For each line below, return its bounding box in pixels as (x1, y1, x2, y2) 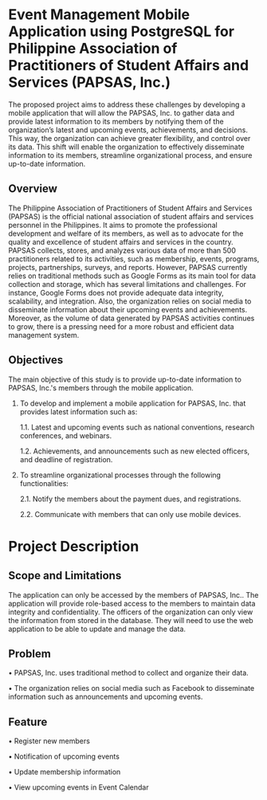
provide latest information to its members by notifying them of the (8, 116, 225, 126)
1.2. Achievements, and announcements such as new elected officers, (19, 446, 250, 456)
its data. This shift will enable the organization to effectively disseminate (8, 142, 245, 151)
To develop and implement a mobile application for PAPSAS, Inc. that (19, 398, 246, 408)
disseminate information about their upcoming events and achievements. (8, 304, 248, 314)
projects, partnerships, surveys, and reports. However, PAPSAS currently (8, 262, 248, 272)
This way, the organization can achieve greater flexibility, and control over (8, 133, 251, 143)
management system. (8, 330, 80, 339)
